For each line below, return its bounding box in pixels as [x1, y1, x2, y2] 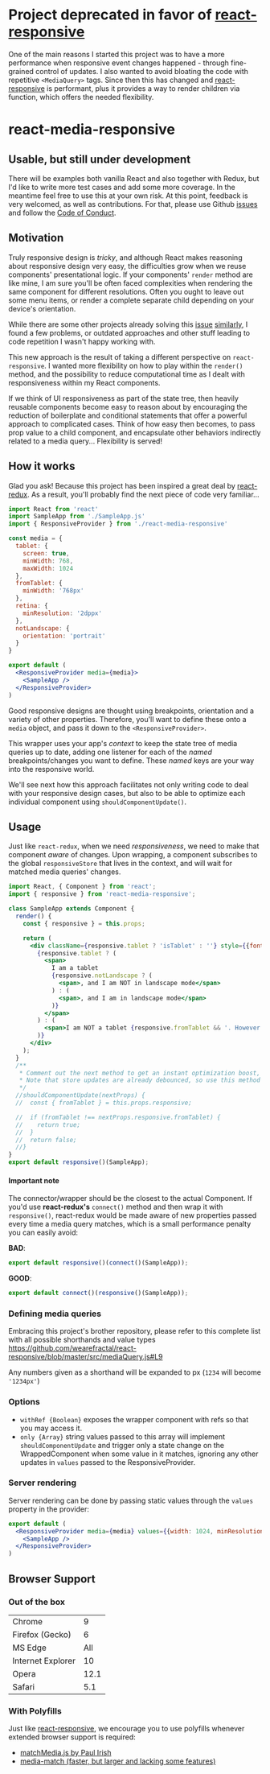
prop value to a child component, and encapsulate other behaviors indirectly [8, 427, 261, 437]
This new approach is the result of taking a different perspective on [8, 352, 231, 361]
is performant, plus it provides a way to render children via [47, 83, 240, 93]
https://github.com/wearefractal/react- [8, 1343, 137, 1353]
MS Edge [12, 1642, 47, 1653]
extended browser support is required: [8, 1732, 137, 1742]
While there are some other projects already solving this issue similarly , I [8, 320, 248, 329]
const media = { [8, 534, 63, 543]
